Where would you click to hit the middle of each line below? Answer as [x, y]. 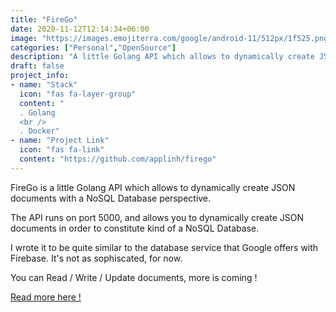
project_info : [40, 76]
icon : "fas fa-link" [62, 150]
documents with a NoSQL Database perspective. [111, 198]
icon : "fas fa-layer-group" [78, 94]
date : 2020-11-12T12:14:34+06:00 [80, 29]
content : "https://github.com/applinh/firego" [118, 159]
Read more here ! [46, 297]
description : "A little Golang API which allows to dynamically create [162, 57]
